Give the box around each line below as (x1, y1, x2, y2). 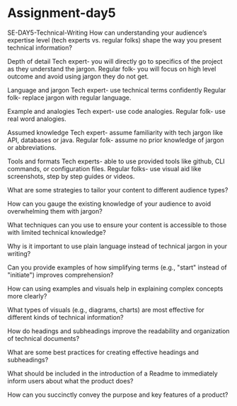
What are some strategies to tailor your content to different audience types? (7, 185, 229, 194)
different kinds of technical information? (7, 313, 124, 321)
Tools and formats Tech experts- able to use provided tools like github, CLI (7, 157, 225, 166)
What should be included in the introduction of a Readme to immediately (7, 369, 218, 378)
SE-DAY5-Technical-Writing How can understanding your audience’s (7, 28, 207, 37)
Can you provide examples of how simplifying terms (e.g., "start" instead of (7, 263, 228, 272)
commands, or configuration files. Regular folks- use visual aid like (7, 164, 202, 173)
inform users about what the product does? (7, 376, 134, 385)
